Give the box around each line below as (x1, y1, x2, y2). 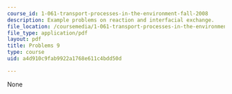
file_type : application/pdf (7, 29, 88, 37)
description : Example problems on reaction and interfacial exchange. (7, 17, 215, 23)
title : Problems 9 (7, 42, 60, 49)
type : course (7, 49, 45, 56)
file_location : (7, 23, 51, 30)
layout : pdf (7, 36, 41, 43)
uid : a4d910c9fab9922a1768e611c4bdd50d (7, 55, 122, 62)
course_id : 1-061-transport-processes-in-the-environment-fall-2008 (7, 10, 209, 17)
